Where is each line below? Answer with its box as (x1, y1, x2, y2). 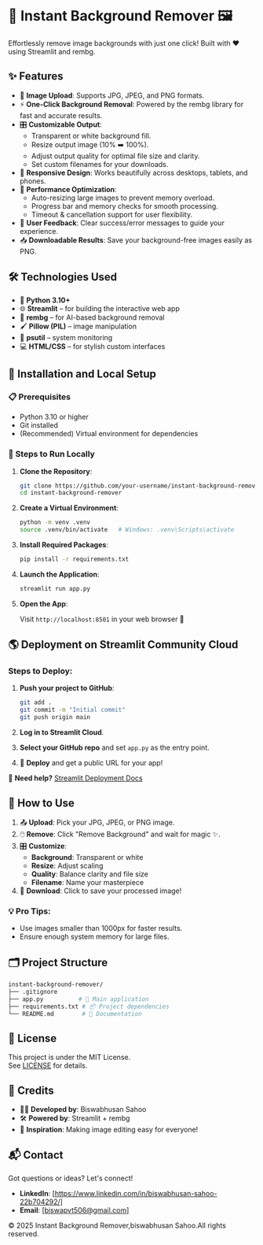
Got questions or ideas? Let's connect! (8, 1173, 133, 1183)
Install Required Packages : (19, 540, 108, 550)
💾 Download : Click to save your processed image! (19, 886, 182, 895)
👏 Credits (8, 1084, 55, 1097)
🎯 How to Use (8, 796, 75, 810)
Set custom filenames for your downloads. (31, 159, 169, 169)
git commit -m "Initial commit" (19, 706, 126, 714)
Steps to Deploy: (8, 665, 73, 676)
